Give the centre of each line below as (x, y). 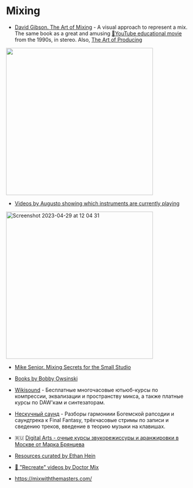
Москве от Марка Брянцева (50, 444)
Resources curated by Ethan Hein (55, 456)
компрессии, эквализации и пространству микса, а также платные (99, 396)
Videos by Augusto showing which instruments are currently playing (97, 203)
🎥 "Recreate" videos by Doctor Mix (57, 467)
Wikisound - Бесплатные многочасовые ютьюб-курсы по (86, 390)
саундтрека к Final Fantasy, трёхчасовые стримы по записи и (92, 420)
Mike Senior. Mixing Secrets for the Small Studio (73, 367)
